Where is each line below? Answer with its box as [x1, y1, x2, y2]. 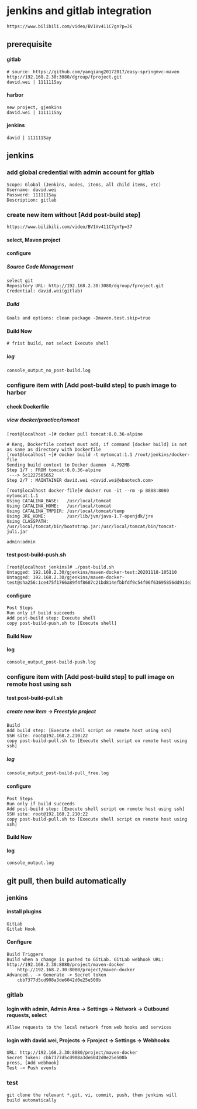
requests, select [6, 1011, 47, 1018]
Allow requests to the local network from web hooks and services [6, 1025, 172, 1030]
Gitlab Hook [6, 926, 36, 932]
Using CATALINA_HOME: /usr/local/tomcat [6, 503, 112, 509]
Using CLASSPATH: [6, 518, 49, 524]
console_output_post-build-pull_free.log [6, 770, 109, 776]
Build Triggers [6, 951, 44, 958]
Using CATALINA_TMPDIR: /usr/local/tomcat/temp [6, 508, 125, 514]
